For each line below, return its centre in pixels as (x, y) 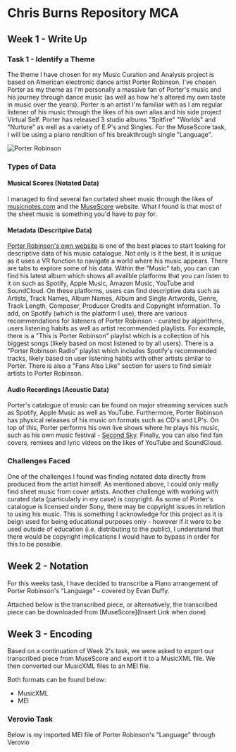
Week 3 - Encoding (50, 634)
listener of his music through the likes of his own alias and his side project (114, 112)
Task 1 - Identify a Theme (51, 59)
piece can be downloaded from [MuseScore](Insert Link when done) (107, 611)
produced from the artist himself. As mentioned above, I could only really (113, 484)
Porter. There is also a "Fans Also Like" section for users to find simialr (110, 366)
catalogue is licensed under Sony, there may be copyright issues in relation (116, 506)
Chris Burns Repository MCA (93, 13)
